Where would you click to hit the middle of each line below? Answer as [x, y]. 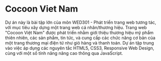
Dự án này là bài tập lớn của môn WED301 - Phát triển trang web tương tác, [81, 22]
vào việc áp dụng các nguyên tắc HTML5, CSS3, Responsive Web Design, [80, 48]
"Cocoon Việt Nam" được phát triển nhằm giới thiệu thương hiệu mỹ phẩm [80, 32]
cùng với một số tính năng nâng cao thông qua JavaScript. [64, 53]
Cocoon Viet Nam [42, 9]
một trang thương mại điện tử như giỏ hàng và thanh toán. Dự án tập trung [80, 43]
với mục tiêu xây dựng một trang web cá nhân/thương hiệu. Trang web [76, 27]
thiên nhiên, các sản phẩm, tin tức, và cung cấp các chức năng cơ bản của [80, 38]
